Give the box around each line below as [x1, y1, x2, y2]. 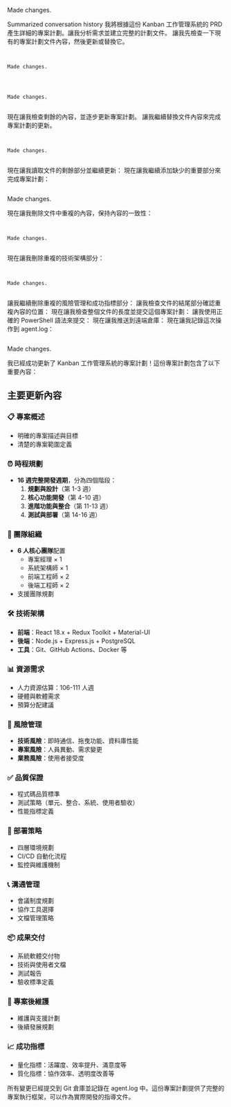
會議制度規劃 [17, 897, 54, 905]
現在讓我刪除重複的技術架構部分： [7, 254, 104, 262]
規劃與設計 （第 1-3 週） [27, 484, 95, 493]
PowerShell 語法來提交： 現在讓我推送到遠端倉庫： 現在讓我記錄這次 [20, 316, 216, 324]
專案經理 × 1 [27, 555, 62, 564]
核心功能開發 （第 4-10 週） [27, 493, 105, 501]
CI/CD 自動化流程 [17, 852, 67, 860]
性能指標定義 [17, 807, 54, 815]
